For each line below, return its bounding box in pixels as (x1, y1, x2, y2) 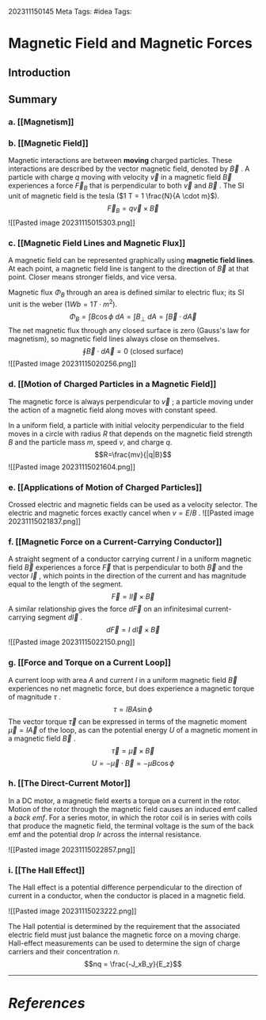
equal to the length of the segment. (8, 579, 123, 589)
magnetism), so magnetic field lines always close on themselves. (8, 334, 220, 343)
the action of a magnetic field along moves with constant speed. (8, 405, 218, 415)
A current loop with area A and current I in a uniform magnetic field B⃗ (8, 675, 237, 684)
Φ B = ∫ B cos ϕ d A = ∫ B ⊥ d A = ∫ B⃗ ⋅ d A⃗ (69, 312, 197, 323)
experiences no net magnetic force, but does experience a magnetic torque (8, 684, 255, 693)
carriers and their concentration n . (8, 947, 120, 957)
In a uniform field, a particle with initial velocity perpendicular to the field (8, 420, 245, 430)
